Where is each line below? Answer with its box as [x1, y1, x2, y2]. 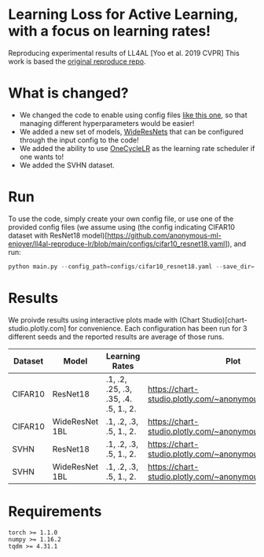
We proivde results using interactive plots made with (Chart [8, 315, 200, 324]
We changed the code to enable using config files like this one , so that [19, 110, 247, 120]
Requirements [8, 502, 102, 520]
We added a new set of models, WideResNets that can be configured [19, 127, 244, 136]
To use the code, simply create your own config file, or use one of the [8, 214, 234, 223]
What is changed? [8, 84, 129, 102]
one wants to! [19, 152, 64, 161]
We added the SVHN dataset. [19, 160, 115, 170]
